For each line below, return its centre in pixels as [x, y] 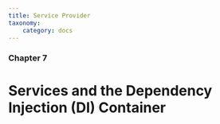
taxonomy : [25, 23]
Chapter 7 [28, 58]
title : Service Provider [49, 15]
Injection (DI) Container [87, 108]
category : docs [48, 30]
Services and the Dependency [110, 91]
